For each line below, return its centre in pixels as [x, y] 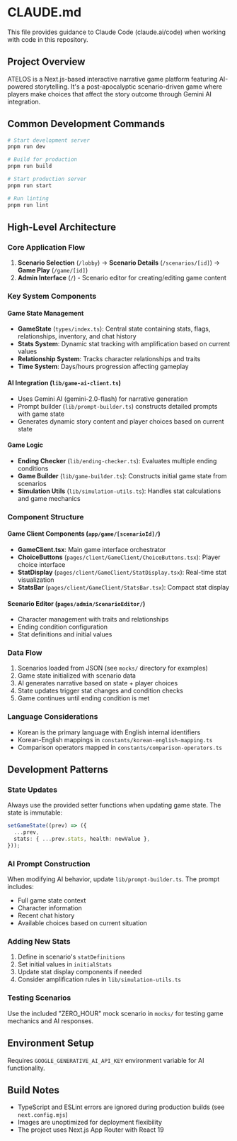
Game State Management [46, 313]
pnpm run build [30, 166]
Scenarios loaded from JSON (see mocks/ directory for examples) [113, 668]
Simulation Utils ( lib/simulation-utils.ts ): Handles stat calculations [119, 491]
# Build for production [42, 160]
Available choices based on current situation [82, 923]
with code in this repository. [48, 39]
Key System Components [52, 297]
